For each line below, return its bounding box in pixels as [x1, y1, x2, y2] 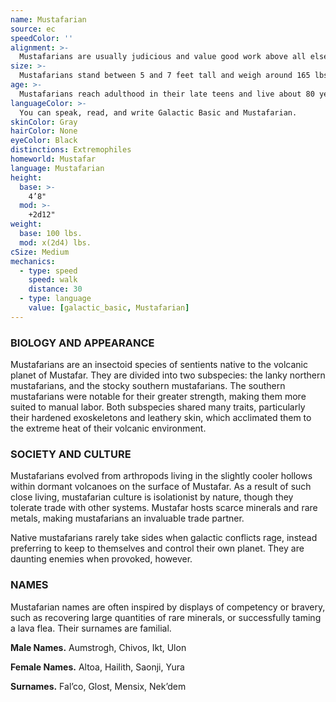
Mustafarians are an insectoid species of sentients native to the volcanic [10, 359, 309, 371]
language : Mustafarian [10, 163, 105, 173]
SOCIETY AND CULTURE [10, 447, 132, 461]
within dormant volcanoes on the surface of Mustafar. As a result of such [10, 481, 312, 493]
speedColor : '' [10, 33, 74, 43]
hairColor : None [10, 126, 78, 136]
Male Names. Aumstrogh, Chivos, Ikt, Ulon [10, 641, 187, 653]
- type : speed [19, 266, 78, 276]
